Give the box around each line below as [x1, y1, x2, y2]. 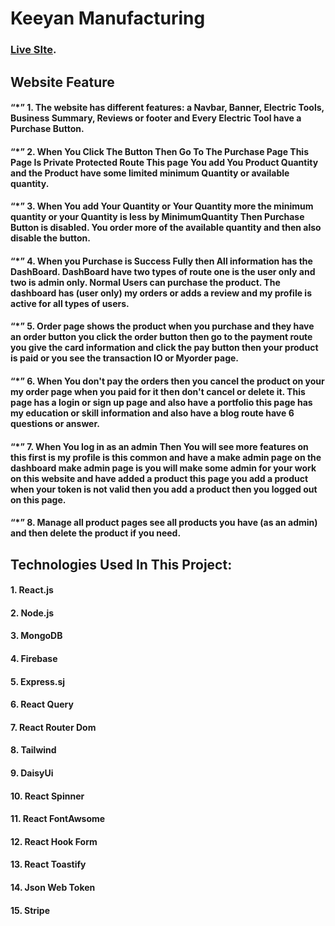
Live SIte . [10, 43, 57, 57]
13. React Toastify [10, 858, 87, 871]
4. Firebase [10, 653, 58, 665]
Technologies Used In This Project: [10, 556, 233, 573]
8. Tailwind [10, 744, 57, 756]
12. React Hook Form [10, 835, 98, 847]
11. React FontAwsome [10, 813, 106, 825]
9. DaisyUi [10, 767, 54, 779]
